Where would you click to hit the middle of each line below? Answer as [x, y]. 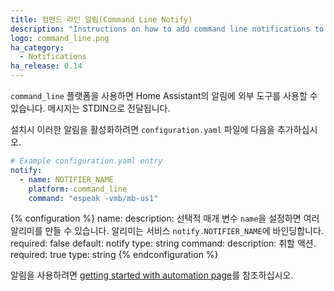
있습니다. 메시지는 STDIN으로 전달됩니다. [90, 108]
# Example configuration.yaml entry [86, 161]
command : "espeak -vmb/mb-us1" [93, 198]
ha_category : [37, 47]
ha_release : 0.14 [46, 66]
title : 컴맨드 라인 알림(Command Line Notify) [101, 19]
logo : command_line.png [60, 38]
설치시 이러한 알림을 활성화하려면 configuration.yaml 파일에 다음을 [142, 129]
